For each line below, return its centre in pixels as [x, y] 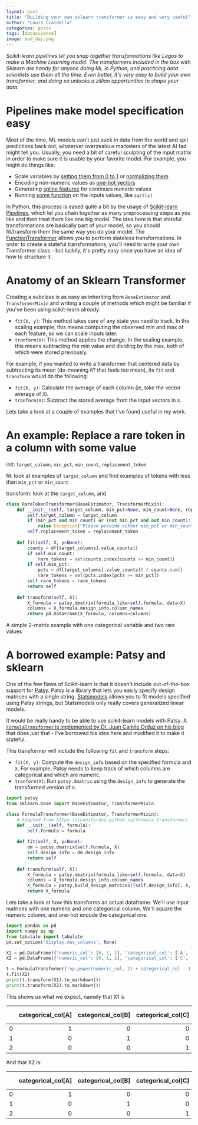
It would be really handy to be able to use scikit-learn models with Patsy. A [97, 721]
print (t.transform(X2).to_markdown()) [54, 985]
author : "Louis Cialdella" [39, 22]
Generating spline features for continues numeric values [83, 189]
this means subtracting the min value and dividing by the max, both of [99, 346]
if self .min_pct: [48, 565]
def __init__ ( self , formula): [54, 825]
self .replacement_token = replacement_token [83, 532]
